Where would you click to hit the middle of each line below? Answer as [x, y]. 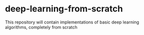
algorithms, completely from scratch [41, 27]
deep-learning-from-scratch [64, 9]
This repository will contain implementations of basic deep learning [72, 22]
